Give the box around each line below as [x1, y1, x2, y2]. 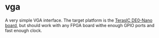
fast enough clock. [5, 27, 43, 33]
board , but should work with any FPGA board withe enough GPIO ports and [5, 22, 155, 28]
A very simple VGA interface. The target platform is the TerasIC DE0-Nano [5, 17, 153, 23]
